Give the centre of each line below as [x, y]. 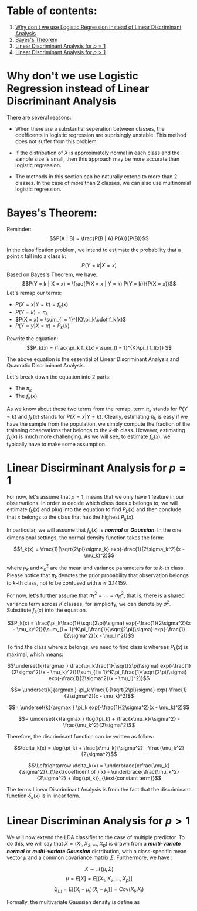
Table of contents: [52, 11]
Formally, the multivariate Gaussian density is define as [73, 902]
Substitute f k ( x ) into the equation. [47, 611]
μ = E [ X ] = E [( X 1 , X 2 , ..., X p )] [99, 879]
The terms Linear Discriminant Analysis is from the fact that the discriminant [98, 790]
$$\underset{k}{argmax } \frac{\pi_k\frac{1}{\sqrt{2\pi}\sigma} [83, 666]
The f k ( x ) [26, 397]
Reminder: [19, 229]
